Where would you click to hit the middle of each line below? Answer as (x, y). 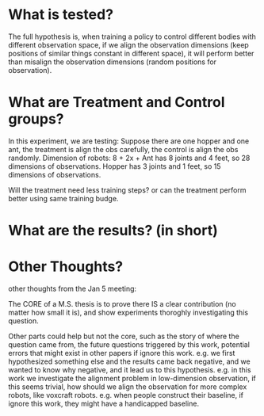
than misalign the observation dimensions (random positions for (112, 62)
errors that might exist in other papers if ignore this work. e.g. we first (122, 353)
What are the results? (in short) (113, 231)
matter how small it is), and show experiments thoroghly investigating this (128, 312)
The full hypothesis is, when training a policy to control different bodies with (132, 36)
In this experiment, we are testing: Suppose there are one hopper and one (129, 141)
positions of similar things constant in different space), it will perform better (131, 53)
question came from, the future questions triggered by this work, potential (129, 345)
